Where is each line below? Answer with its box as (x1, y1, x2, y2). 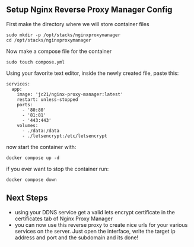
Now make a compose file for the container (6, 47, 112, 55)
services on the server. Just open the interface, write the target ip (14, 227, 176, 235)
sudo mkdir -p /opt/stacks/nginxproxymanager (6, 32, 120, 38)
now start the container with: (6, 143, 77, 150)
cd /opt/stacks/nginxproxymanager (6, 37, 92, 43)
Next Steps (6, 193, 48, 203)
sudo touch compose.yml (6, 59, 65, 65)
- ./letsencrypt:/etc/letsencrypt (21, 133, 108, 139)
